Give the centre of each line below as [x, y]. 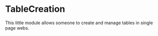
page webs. [17, 28]
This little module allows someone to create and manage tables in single [79, 23]
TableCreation [35, 9]
